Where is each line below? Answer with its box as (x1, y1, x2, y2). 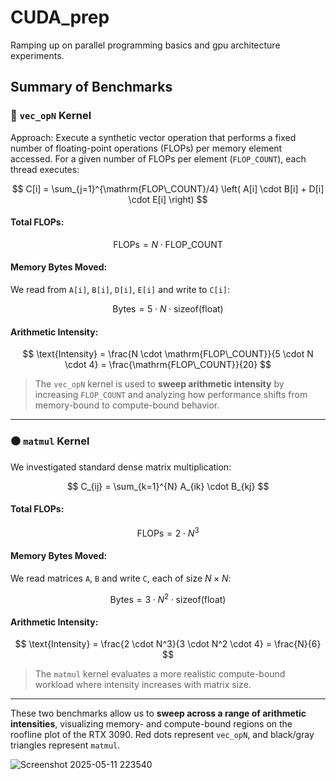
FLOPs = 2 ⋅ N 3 (136, 525, 200, 539)
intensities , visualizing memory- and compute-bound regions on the (10, 718, 293, 730)
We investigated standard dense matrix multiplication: (10, 461, 232, 473)
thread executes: (10, 163, 80, 175)
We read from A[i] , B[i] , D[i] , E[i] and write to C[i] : (10, 284, 231, 296)
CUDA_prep (10, 6, 110, 29)
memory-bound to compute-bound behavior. (34, 399, 220, 411)
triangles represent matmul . (10, 739, 121, 751)
